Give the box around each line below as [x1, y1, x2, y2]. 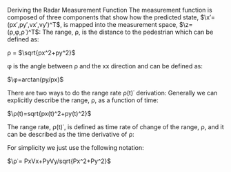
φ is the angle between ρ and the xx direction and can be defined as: [7, 62, 203, 70]
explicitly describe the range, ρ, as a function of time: [7, 96, 159, 104]
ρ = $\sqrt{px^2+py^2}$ [7, 48, 76, 57]
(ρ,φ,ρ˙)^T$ [7, 28, 39, 36]
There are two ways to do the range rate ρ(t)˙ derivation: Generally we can [7, 89, 218, 97]
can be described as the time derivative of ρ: [7, 131, 134, 138]
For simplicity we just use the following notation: [7, 144, 144, 151]
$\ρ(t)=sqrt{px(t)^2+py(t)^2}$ [7, 110, 92, 117]
